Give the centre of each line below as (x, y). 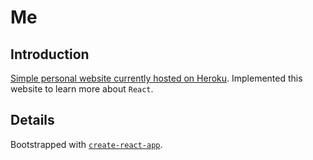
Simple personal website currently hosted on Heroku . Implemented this (156, 78)
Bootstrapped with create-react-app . (86, 144)
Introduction (50, 54)
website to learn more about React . (82, 89)
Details (32, 120)
